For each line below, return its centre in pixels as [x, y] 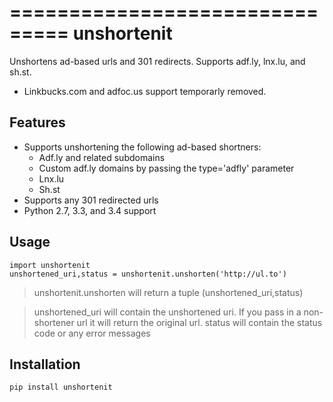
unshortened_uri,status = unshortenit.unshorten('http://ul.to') [148, 274]
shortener [54, 322]
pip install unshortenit [61, 387]
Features [37, 122]
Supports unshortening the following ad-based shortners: [142, 147]
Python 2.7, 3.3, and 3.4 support [90, 210]
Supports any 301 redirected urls [91, 200]
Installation [45, 364]
